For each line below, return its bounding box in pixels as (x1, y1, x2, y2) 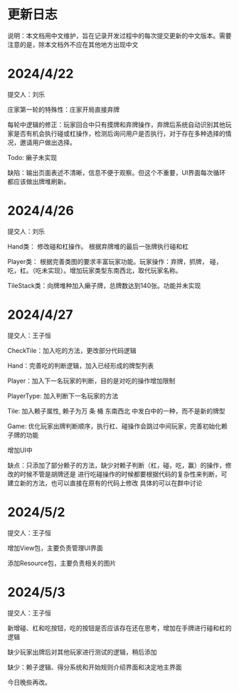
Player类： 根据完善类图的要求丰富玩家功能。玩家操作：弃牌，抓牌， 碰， (7, 257, 223, 265)
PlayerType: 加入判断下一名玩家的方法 (7, 391, 119, 400)
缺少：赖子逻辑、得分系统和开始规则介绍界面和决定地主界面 (7, 662, 182, 671)
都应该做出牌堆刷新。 (7, 177, 70, 186)
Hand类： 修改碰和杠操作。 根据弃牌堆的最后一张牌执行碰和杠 (7, 242, 188, 250)
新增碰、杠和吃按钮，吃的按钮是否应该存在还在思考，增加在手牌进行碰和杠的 (7, 623, 232, 632)
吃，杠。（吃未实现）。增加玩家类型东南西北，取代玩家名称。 (7, 266, 182, 275)
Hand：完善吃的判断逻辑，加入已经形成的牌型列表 (7, 361, 154, 370)
